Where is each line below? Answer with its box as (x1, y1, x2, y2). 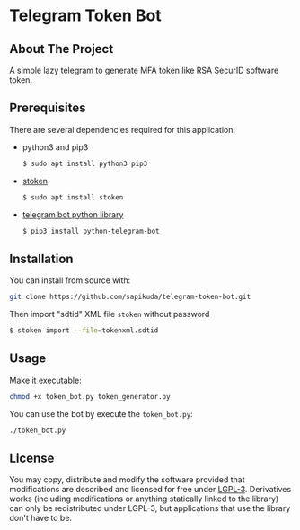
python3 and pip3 (22, 141, 89, 153)
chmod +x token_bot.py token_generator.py (9, 392, 171, 401)
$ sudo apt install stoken (22, 192, 124, 202)
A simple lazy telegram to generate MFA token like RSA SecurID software (9, 65, 279, 75)
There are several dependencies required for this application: (9, 124, 236, 135)
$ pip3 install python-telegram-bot (22, 226, 160, 235)
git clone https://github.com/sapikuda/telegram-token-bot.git (9, 293, 251, 302)
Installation (9, 251, 74, 266)
